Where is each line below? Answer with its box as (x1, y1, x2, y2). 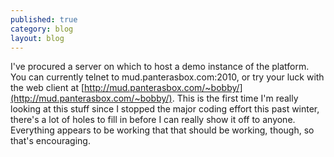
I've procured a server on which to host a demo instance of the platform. (10, 61, 310, 73)
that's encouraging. (10, 135, 91, 147)
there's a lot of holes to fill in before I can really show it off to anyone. (10, 114, 296, 126)
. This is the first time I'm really (171, 92, 299, 105)
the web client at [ (10, 82, 85, 94)
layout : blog (10, 33, 65, 43)
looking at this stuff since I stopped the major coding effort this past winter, (10, 103, 320, 115)
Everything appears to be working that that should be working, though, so (10, 124, 315, 136)
